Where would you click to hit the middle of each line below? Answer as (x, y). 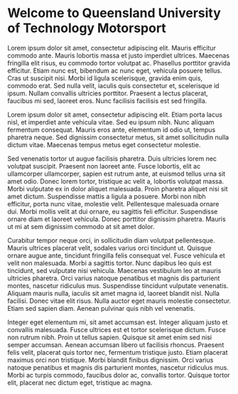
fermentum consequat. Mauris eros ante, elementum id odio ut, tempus (112, 129)
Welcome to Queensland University (114, 13)
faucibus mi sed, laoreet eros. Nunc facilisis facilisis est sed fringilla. (107, 100)
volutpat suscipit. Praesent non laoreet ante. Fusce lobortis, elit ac (104, 166)
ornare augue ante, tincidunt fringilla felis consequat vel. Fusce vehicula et (116, 255)
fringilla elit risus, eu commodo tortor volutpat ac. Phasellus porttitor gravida (119, 63)
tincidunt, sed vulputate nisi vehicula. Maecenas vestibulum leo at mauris (114, 270)
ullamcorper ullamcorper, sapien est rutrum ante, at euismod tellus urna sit (117, 174)
